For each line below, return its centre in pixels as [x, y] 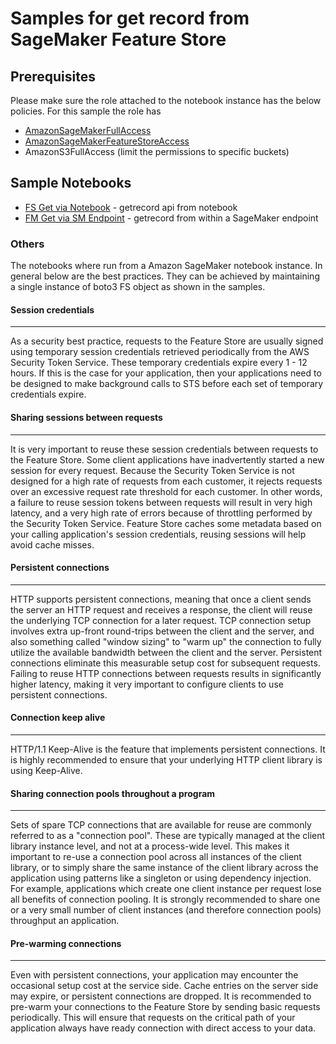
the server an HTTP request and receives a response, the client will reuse [161, 609]
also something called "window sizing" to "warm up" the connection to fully [166, 641]
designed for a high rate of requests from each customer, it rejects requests [166, 481]
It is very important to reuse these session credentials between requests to [164, 449]
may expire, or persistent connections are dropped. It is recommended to [161, 996]
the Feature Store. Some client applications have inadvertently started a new [167, 459]
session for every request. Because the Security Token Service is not [152, 470]
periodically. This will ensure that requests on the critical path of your [153, 1018]
